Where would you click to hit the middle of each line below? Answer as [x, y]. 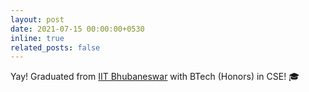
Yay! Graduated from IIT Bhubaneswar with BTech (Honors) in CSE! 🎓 [155, 77]
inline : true [37, 38]
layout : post [37, 19]
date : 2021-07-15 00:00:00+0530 [77, 29]
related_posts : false [55, 47]
